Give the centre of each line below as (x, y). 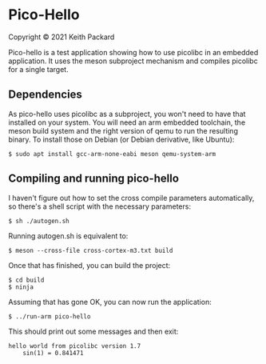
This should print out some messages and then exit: (93, 331)
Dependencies (45, 95)
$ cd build (26, 280)
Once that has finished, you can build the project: (89, 265)
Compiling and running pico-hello (94, 179)
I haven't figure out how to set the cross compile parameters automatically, (131, 198)
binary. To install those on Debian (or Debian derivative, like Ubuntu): (121, 139)
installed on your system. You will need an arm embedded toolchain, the (127, 122)
